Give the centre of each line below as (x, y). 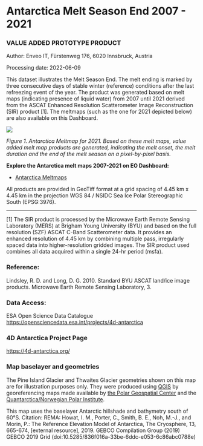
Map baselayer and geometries (53, 367)
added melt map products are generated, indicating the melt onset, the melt (101, 148)
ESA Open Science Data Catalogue (50, 316)
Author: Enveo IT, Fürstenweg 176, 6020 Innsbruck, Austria (79, 56)
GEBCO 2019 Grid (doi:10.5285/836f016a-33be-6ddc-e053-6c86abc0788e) (101, 436)
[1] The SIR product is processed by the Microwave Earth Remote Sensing (98, 220)
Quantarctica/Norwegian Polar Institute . (56, 399)
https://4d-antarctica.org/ (38, 351)
